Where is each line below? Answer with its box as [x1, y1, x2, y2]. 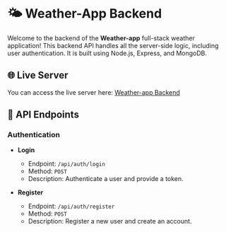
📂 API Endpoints [7, 109, 80, 121]
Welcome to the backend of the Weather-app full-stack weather [7, 33, 196, 42]
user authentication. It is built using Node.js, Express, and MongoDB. [7, 49, 207, 57]
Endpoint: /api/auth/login [28, 160, 106, 168]
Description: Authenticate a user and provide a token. [28, 175, 184, 183]
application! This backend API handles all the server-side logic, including [7, 41, 219, 50]
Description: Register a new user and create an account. [28, 217, 192, 226]
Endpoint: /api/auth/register [28, 202, 115, 211]
